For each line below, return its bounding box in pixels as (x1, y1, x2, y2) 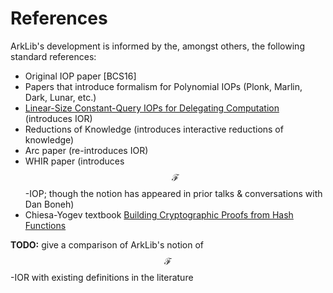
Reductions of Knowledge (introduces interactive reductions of (24, 123, 284, 135)
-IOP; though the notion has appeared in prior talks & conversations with (24, 187, 323, 199)
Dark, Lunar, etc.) (24, 91, 97, 103)
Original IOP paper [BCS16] (24, 70, 137, 82)
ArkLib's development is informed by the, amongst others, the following (10, 40, 305, 52)
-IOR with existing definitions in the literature (10, 271, 194, 283)
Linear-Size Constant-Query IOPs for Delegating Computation (24, 102, 280, 114)
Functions (24, 219, 67, 231)
